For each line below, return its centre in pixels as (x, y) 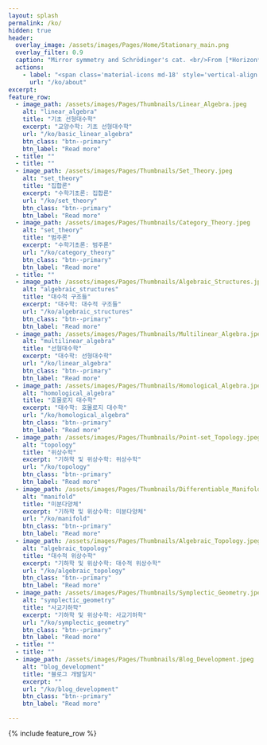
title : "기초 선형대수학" (60, 119)
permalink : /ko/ (35, 23)
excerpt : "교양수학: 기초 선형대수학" (77, 127)
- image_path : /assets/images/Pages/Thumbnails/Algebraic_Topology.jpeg (138, 541)
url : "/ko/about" (58, 82)
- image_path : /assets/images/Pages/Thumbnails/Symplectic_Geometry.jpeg (140, 593)
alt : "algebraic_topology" (67, 548)
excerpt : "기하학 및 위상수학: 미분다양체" (85, 511)
